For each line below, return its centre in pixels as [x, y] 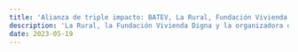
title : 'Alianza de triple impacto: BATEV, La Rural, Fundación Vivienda [149, 17]
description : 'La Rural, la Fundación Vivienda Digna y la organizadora [146, 26]
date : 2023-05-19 [41, 33]
